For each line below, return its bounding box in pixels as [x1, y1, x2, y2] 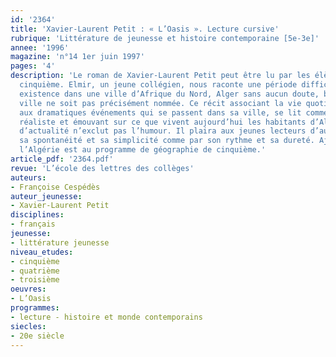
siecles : [10, 321, 47, 331]
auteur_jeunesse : [10, 191, 83, 201]
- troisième [10, 275, 60, 285]
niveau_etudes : [10, 247, 74, 257]
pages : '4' [10, 61, 56, 71]
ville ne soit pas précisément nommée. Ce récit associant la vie [19, 98, 302, 108]
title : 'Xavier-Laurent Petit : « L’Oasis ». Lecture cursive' [10, 24, 280, 34]
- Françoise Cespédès [10, 182, 101, 192]
